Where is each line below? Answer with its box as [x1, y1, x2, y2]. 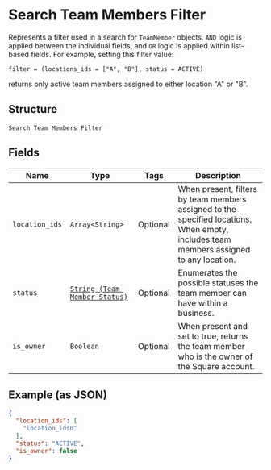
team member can [177, 287, 248, 298]
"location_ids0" [23, 425, 78, 433]
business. [177, 307, 215, 318]
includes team [177, 234, 231, 245]
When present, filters [177, 183, 258, 194]
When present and [177, 320, 248, 331]
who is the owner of [177, 351, 253, 362]
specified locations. [177, 214, 252, 225]
